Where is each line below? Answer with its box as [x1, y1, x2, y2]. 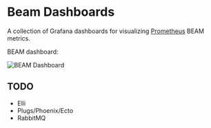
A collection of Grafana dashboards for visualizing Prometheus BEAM [7, 27, 205, 35]
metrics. [7, 34, 31, 42]
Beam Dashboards [7, 4, 115, 20]
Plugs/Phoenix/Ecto [17, 106, 74, 114]
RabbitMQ [17, 114, 46, 122]
